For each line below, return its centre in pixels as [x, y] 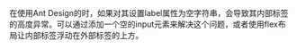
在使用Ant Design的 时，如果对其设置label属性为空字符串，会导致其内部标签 [149, 13]
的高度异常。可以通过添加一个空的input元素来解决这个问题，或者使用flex [144, 24]
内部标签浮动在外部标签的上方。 [84, 35]
